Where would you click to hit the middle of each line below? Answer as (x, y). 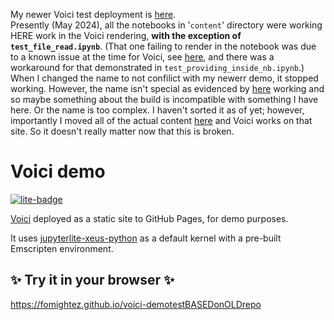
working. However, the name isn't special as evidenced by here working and (167, 88)
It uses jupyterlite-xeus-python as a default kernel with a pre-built (146, 238)
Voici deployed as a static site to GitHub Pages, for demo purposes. (149, 218)
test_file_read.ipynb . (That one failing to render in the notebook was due (163, 46)
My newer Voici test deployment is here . (93, 14)
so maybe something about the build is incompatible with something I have (164, 99)
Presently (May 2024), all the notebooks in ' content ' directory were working (166, 25)
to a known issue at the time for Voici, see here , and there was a (142, 57)
